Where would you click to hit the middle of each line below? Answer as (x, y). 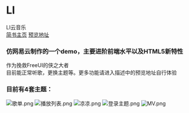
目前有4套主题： (30, 89)
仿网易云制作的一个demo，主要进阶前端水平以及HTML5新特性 (95, 51)
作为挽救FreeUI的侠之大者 (38, 65)
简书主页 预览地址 (27, 34)
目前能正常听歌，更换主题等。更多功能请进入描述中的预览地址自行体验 (92, 73)
